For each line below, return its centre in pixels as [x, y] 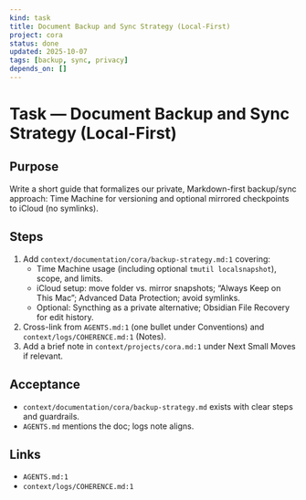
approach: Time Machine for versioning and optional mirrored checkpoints [149, 198]
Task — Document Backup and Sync [150, 114]
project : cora [37, 35]
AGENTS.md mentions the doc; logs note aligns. [108, 426]
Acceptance [45, 385]
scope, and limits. [69, 278]
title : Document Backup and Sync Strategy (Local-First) [120, 26]
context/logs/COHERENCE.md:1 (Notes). [95, 336]
